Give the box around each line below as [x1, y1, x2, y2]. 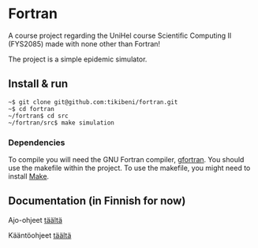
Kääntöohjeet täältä [8, 230, 72, 240]
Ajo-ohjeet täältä [8, 215, 63, 224]
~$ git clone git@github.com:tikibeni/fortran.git [8, 98, 178, 106]
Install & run [8, 77, 69, 91]
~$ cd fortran [8, 105, 55, 113]
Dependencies [8, 137, 65, 148]
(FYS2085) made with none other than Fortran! [8, 39, 160, 48]
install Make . [8, 172, 50, 181]
